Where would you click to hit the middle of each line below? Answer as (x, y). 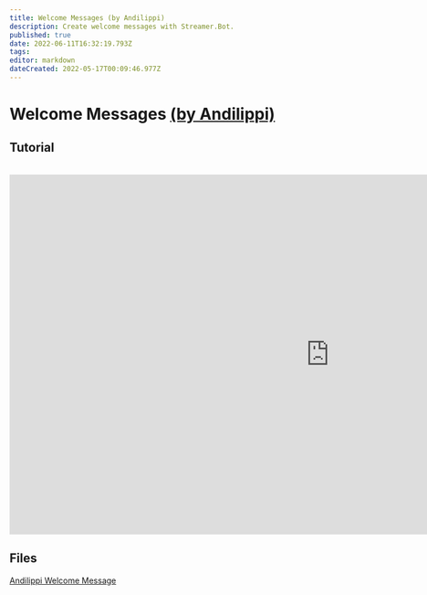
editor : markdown (42, 60)
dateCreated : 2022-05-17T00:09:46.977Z (85, 69)
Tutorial (32, 148)
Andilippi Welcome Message (63, 580)
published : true (40, 35)
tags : (20, 52)
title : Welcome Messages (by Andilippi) (88, 18)
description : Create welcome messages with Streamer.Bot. (122, 27)
